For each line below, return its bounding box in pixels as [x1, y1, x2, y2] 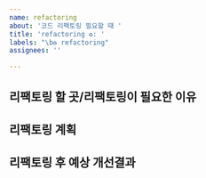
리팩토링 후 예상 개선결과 [9, 155, 136, 170]
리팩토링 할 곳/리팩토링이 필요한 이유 [9, 89, 197, 104]
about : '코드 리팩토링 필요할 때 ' [9, 21, 123, 30]
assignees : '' [9, 46, 62, 55]
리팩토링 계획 [9, 122, 77, 137]
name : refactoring [9, 12, 77, 22]
